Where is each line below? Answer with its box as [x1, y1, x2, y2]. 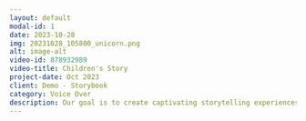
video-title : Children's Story [9, 65, 128, 74]
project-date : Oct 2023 [9, 73, 100, 82]
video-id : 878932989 [9, 55, 88, 65]
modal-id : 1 [9, 22, 55, 31]
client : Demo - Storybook [9, 81, 107, 90]
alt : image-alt [9, 47, 67, 56]
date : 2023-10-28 [9, 30, 76, 39]
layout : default [9, 13, 71, 23]
